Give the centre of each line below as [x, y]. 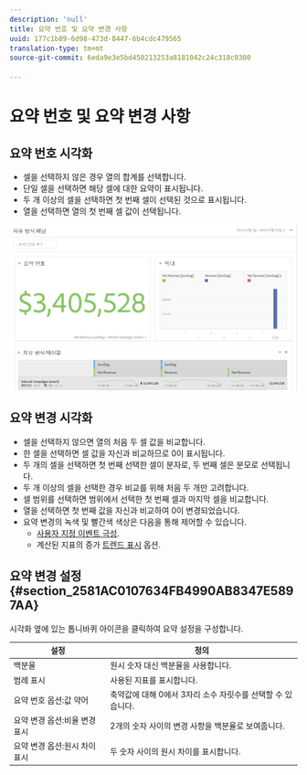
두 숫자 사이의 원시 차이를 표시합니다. [175, 752]
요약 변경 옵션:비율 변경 [54, 720]
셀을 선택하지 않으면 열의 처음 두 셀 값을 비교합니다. [114, 441]
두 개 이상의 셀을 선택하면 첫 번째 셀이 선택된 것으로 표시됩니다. [134, 200]
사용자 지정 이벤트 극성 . [78, 533]
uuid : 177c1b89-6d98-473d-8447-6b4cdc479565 [95, 38]
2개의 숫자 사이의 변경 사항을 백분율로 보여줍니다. [197, 726]
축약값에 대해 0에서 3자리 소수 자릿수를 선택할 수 [196, 694]
